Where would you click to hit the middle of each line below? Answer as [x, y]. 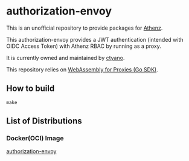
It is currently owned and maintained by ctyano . [66, 57]
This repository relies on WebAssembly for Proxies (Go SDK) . [82, 69]
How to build [30, 89]
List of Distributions [44, 121]
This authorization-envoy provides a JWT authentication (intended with [95, 39]
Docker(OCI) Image [35, 139]
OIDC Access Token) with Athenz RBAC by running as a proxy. [84, 46]
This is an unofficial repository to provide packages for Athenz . [85, 28]
